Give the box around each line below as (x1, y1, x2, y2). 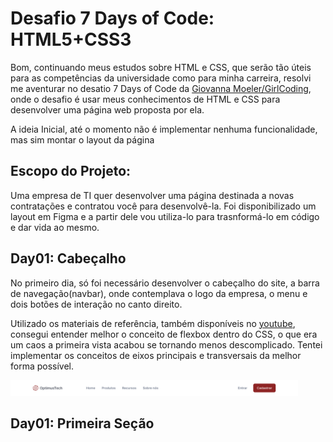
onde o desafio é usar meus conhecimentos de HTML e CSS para (10, 93, 281, 105)
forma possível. (10, 360, 75, 372)
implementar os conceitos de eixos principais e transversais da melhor (10, 349, 302, 361)
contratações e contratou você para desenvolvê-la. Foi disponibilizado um (10, 200, 317, 212)
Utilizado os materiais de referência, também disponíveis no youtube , (10, 317, 296, 329)
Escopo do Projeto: (10, 163, 132, 180)
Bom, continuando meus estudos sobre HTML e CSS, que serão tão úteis (10, 61, 312, 73)
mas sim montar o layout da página (10, 133, 155, 146)
